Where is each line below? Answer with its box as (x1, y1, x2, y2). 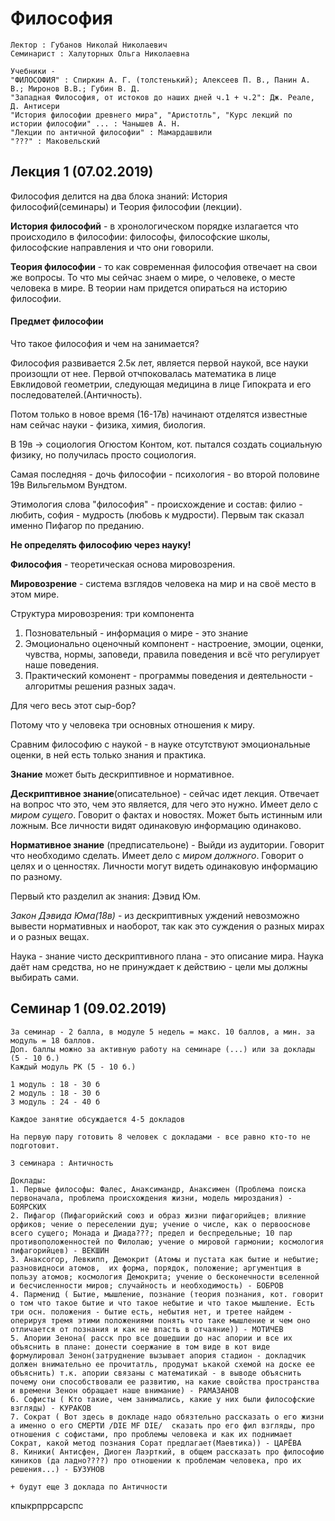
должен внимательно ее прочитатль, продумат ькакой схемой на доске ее (10, 1359, 315, 1369)
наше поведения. (24, 658, 100, 671)
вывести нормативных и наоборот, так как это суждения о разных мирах (10, 920, 325, 932)
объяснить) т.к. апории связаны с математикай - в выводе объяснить (10, 1368, 302, 1378)
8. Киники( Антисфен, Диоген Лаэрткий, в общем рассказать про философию (10, 1447, 325, 1457)
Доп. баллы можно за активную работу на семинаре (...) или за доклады (10, 1044, 315, 1054)
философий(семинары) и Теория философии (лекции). (10, 200, 243, 212)
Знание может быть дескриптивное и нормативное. (10, 768, 235, 780)
